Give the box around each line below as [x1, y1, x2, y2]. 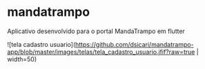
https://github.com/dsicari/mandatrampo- [75, 40, 195, 48]
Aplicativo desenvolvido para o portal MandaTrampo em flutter [7, 27, 185, 35]
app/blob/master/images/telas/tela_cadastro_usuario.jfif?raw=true [7, 48, 195, 56]
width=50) [7, 55, 37, 63]
